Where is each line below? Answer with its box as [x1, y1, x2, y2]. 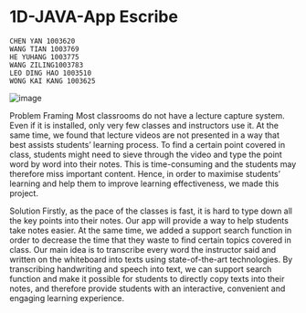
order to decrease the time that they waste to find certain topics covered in [9, 235, 292, 245]
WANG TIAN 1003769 [9, 44, 79, 54]
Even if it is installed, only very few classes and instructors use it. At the [9, 120, 280, 130]
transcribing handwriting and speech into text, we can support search [9, 263, 272, 275]
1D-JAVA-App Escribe [9, 6, 178, 27]
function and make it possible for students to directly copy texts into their [9, 273, 285, 284]
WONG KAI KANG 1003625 [9, 76, 96, 86]
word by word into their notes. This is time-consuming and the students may [9, 158, 297, 170]
